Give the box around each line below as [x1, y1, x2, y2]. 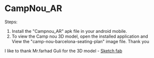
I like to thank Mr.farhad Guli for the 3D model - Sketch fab [4, 48, 123, 54]
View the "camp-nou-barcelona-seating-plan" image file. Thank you [11, 38, 150, 44]
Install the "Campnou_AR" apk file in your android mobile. [11, 28, 128, 34]
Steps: [4, 19, 18, 25]
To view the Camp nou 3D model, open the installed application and [11, 33, 149, 39]
